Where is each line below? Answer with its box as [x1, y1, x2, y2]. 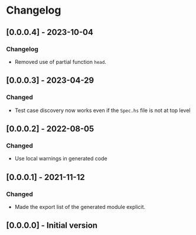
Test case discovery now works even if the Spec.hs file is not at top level [14, 107, 191, 114]
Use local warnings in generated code [14, 155, 107, 162]
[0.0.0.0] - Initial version [6, 220, 98, 231]
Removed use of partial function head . [14, 58, 106, 65]
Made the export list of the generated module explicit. [14, 203, 146, 210]
